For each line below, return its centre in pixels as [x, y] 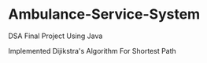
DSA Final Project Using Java [55, 36]
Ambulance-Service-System [104, 14]
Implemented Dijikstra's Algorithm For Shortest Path [92, 51]
